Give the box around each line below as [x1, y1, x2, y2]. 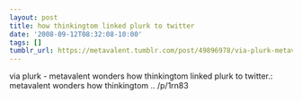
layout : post [9, 12, 58, 22]
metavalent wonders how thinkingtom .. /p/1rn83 [9, 80, 189, 91]
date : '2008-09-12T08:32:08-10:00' [9, 29, 143, 38]
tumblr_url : [9, 46, 54, 55]
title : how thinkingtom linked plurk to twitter [9, 21, 195, 30]
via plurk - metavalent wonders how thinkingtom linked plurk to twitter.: [9, 71, 273, 81]
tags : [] [9, 37, 42, 47]
